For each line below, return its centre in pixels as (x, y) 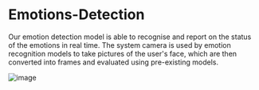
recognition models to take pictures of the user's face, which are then (123, 53)
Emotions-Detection (77, 15)
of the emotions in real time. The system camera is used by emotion (120, 45)
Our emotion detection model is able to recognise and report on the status (130, 37)
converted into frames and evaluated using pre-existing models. (114, 62)
